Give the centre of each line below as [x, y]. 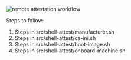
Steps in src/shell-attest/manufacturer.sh [65, 32]
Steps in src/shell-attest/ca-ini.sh [55, 38]
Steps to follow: [25, 20]
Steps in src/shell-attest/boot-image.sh [62, 44]
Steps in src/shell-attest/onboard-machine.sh [70, 51]
